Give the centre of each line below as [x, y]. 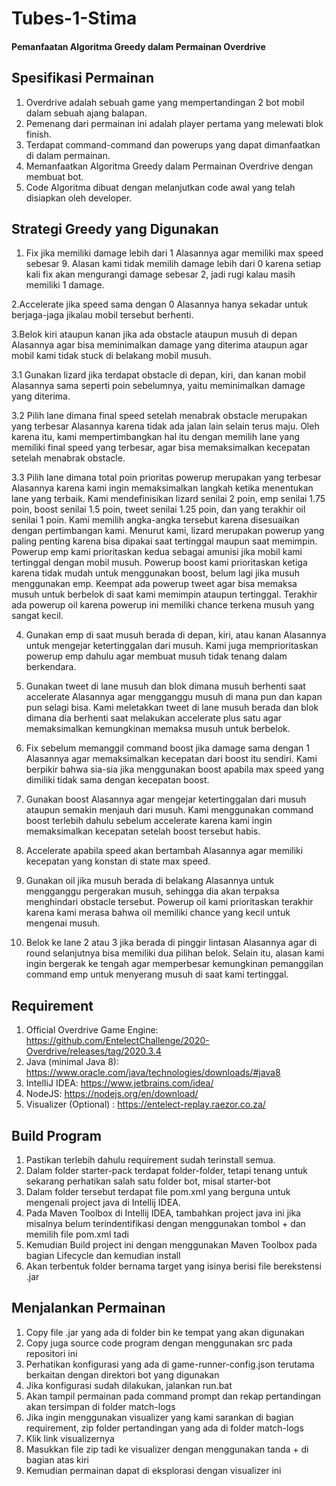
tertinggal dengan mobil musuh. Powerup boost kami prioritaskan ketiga [159, 563]
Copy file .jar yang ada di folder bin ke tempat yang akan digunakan [165, 1332]
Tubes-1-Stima [74, 18]
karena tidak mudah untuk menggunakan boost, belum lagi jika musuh [155, 573]
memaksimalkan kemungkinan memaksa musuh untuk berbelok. [158, 729]
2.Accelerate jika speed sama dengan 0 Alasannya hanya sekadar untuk [160, 304]
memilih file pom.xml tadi [77, 1234]
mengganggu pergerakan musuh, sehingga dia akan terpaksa [152, 891]
